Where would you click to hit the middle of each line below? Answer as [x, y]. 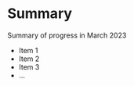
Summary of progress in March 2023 [67, 35]
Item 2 [29, 59]
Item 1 [28, 50]
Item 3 [29, 66]
